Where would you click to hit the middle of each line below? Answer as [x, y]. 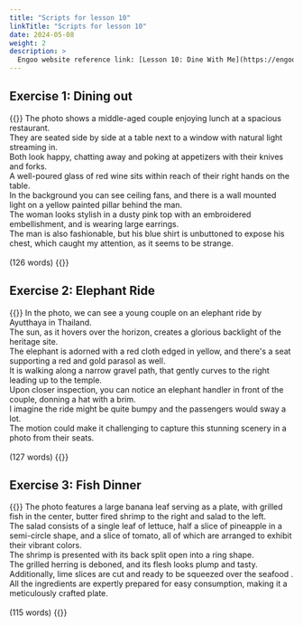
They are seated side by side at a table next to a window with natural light [146, 138]
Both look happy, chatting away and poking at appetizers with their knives [147, 156]
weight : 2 [28, 43]
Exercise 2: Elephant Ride [82, 291]
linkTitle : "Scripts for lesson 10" [78, 26]
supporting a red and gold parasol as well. [87, 360]
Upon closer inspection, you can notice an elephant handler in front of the [147, 389]
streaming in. [34, 147]
